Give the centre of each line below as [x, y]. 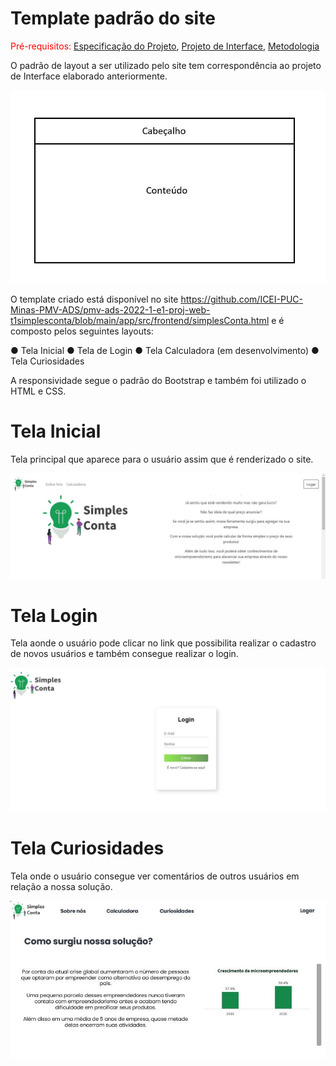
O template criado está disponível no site [94, 299]
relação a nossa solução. [61, 886]
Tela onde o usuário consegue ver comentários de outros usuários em [155, 876]
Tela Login [54, 615]
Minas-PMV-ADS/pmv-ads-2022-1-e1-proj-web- [110, 310]
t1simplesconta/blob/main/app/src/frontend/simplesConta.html [140, 321]
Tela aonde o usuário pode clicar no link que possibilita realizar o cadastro [163, 643]
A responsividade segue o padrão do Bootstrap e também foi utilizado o [158, 381]
